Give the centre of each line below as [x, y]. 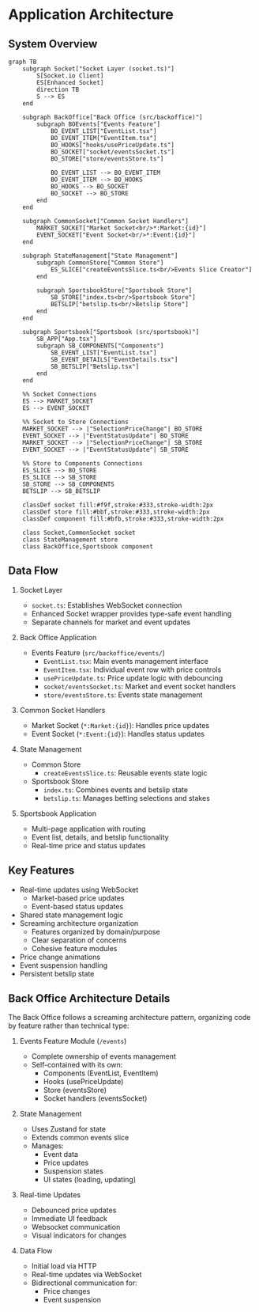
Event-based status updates [77, 906]
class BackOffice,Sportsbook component [88, 547]
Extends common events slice [80, 1138]
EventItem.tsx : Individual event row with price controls [132, 669]
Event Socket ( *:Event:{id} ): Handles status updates [118, 734]
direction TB [58, 89]
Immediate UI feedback [69, 1219]
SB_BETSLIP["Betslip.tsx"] [95, 366]
